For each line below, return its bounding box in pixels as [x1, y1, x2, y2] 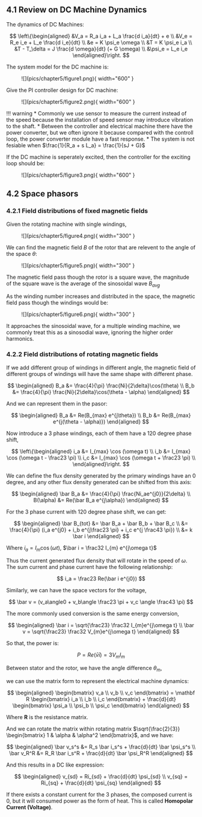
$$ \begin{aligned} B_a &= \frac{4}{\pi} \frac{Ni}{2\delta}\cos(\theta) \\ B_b [7, 381, 195, 389]
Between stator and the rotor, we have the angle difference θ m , [6, 664, 162, 673]
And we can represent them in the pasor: [6, 399, 108, 407]
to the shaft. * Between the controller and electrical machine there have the [6, 123, 193, 130]
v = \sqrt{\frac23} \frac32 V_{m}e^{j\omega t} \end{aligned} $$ [22, 628, 180, 636]
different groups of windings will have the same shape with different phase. [6, 370, 193, 377]
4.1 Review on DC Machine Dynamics [6, 5, 147, 15]
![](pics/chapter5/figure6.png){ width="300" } [21, 311, 135, 318]
